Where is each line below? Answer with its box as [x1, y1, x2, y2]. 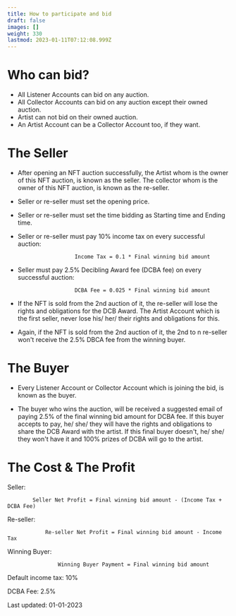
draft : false [7, 17, 46, 24]
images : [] [7, 23, 39, 30]
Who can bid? [7, 67, 89, 83]
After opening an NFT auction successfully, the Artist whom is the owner [17, 169, 229, 177]
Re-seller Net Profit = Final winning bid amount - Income [44, 528, 222, 535]
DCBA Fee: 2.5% [7, 587, 56, 596]
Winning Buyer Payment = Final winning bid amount [57, 561, 210, 568]
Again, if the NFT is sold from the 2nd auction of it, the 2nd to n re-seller [17, 328, 228, 336]
